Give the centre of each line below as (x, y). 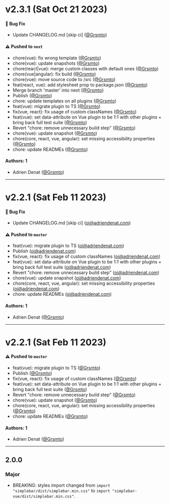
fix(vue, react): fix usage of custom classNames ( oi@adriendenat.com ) (87, 256)
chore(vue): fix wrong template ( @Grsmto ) (57, 58)
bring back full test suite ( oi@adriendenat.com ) (62, 267)
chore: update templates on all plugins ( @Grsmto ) (64, 101)
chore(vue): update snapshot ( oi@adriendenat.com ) (67, 278)
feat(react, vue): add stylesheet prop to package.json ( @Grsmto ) (80, 85)
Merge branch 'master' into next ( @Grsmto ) (58, 90)
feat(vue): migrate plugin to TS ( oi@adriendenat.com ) (68, 246)
